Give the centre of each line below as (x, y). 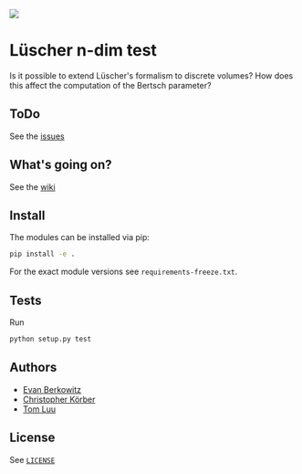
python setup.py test (51, 339)
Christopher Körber (59, 399)
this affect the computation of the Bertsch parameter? (110, 85)
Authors (33, 368)
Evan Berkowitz (52, 389)
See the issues (37, 136)
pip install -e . (42, 254)
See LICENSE (32, 459)
